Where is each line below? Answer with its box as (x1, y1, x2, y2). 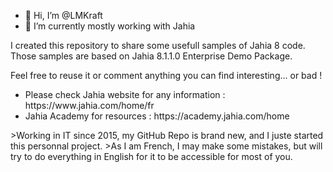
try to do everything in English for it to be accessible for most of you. (10, 151, 293, 162)
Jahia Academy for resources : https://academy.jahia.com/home (24, 110, 290, 122)
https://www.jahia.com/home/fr (24, 100, 155, 111)
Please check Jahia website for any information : (24, 89, 226, 100)
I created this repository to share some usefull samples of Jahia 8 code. (10, 40, 306, 51)
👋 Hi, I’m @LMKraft (24, 10, 103, 21)
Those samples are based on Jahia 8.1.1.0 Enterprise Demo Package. (10, 50, 293, 62)
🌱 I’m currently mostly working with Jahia (24, 20, 196, 32)
